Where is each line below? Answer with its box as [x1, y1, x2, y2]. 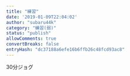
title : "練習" [6, 8, 39, 15]
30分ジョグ [6, 63, 34, 70]
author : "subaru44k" [6, 19, 57, 25]
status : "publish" [6, 30, 51, 36]
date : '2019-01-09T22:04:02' [6, 14, 78, 20]
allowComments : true [6, 36, 57, 42]
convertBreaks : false [6, 42, 59, 47]
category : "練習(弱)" [6, 25, 56, 31]
